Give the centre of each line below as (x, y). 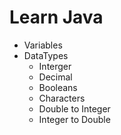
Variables (43, 45)
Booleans (58, 87)
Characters (62, 98)
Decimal (55, 77)
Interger (55, 66)
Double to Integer (74, 108)
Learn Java (56, 17)
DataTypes (46, 55)
